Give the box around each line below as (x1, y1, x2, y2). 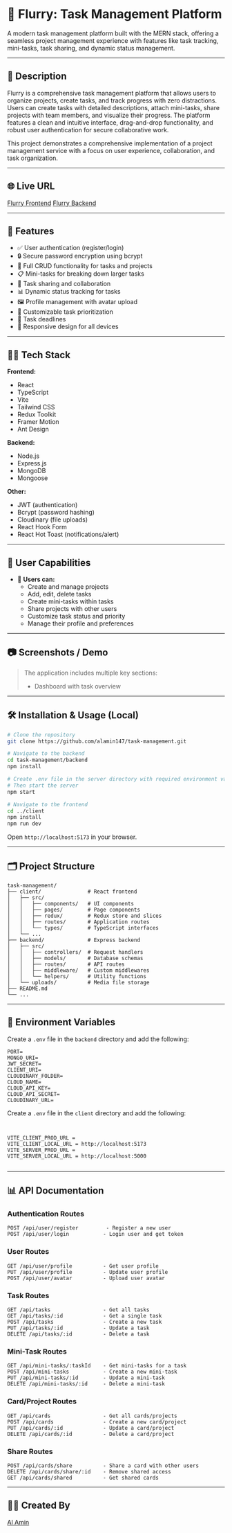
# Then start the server (7, 782, 79, 789)
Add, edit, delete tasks (27, 590, 92, 598)
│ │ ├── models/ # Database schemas (7, 955, 144, 962)
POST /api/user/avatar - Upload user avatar (7, 1275, 166, 1282)
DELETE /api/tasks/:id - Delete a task (7, 1331, 150, 1338)
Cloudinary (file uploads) (17, 515, 88, 524)
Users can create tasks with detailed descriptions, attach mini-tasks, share (7, 103, 220, 112)
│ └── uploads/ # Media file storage (7, 979, 150, 986)
